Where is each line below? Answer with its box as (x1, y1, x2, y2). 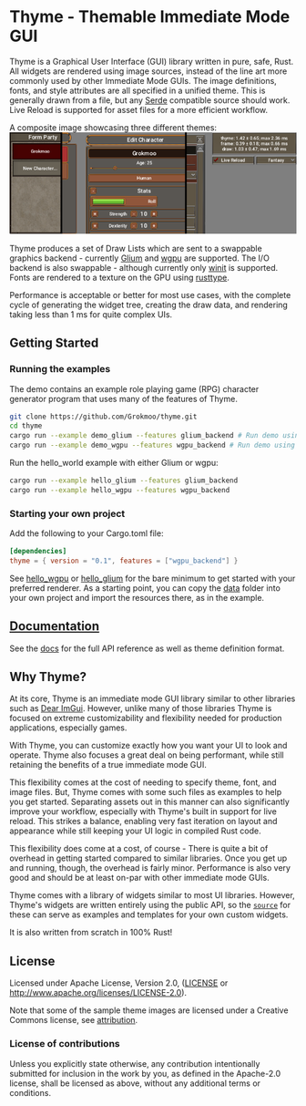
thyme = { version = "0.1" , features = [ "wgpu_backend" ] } (9, 556, 239, 565)
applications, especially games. (9, 722, 127, 733)
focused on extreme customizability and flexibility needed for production (9, 713, 282, 724)
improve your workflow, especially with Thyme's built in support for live (9, 806, 278, 817)
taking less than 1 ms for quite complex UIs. (9, 308, 173, 320)
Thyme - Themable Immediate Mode (9, 6, 291, 27)
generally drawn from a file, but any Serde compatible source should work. (9, 94, 291, 106)
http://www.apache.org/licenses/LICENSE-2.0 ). (9, 987, 188, 998)
